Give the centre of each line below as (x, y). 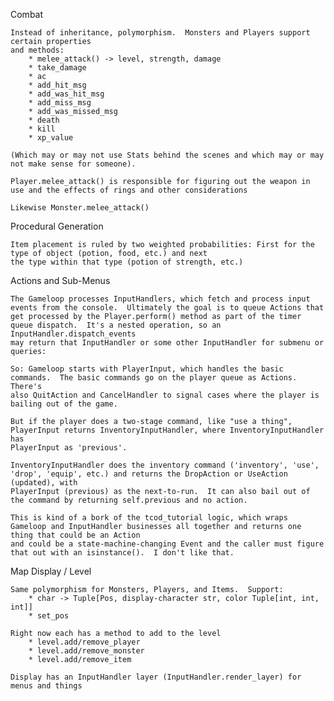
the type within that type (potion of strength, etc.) (127, 262)
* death (44, 120)
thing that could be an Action (75, 535)
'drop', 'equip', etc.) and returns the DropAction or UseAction (149, 474)
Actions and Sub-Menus (60, 280)
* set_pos (49, 616)
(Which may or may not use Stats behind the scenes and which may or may (167, 155)
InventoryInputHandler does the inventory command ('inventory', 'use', (165, 465)
